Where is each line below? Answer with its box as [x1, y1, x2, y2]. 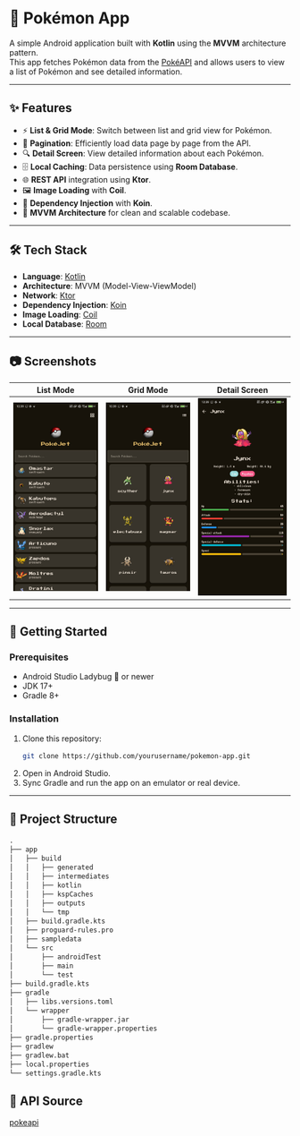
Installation [9, 713, 60, 725]
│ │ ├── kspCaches [9, 890, 94, 899]
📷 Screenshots [9, 354, 96, 369]
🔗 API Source [9, 1093, 83, 1108]
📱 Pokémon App [9, 8, 130, 29]
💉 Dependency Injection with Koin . [21, 197, 154, 209]
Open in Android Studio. [21, 767, 112, 778]
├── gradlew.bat [9, 1051, 70, 1060]
